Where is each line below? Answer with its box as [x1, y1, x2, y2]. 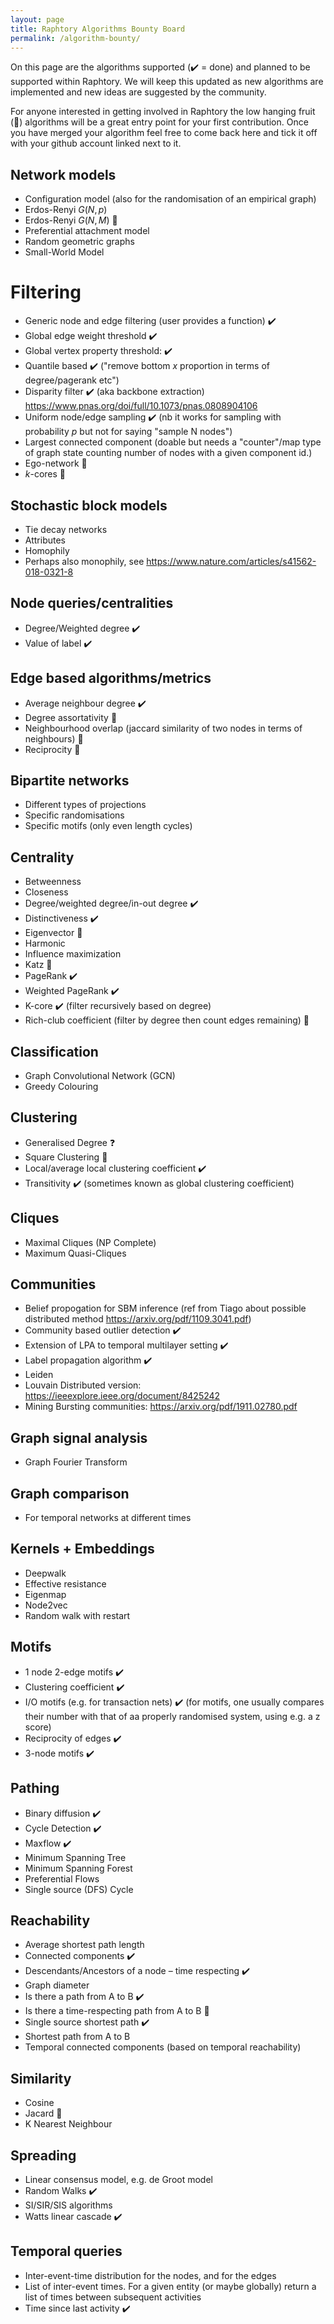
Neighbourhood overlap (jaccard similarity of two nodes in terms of [24, 722, 303, 734]
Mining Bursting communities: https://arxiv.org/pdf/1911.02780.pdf [24, 1401, 298, 1413]
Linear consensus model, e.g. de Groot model [24, 2173, 213, 2185]
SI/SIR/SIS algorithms [24, 2199, 113, 2211]
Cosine [24, 2097, 55, 2109]
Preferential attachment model [24, 225, 150, 237]
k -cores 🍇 [24, 468, 67, 480]
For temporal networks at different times [24, 1512, 192, 1524]
